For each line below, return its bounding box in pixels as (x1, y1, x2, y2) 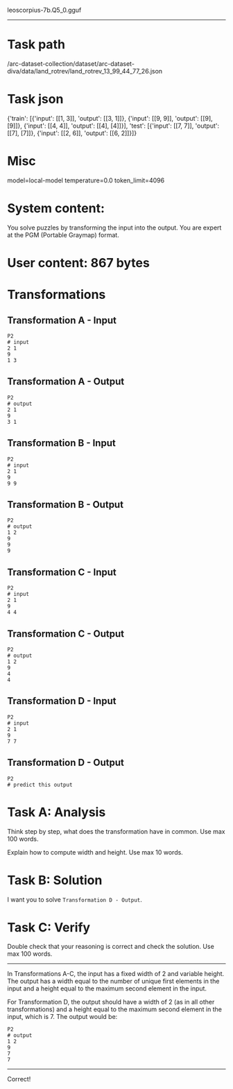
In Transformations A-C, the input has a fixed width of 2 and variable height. (7, 970, 225, 978)
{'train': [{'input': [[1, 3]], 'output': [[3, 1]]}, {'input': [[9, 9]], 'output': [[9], (7, 114, 213, 122)
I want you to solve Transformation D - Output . (7, 895, 142, 904)
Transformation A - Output (7, 376, 125, 388)
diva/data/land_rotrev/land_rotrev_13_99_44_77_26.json (7, 67, 163, 75)
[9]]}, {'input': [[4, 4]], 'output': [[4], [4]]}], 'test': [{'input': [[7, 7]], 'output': (7, 121, 220, 130)
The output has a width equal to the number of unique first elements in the (7, 977, 220, 986)
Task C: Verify (7, 919, 91, 935)
